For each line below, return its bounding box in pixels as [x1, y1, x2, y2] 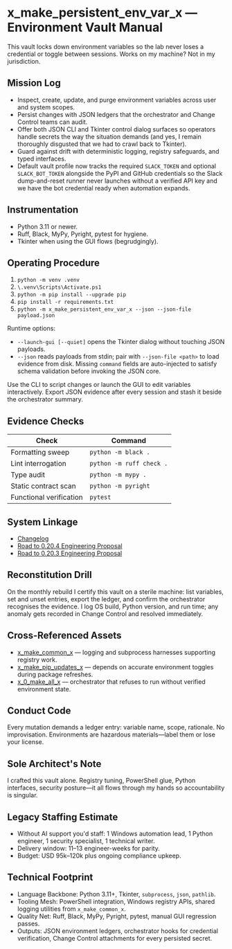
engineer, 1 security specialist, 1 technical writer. [17, 837, 155, 845]
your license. [7, 738, 44, 746]
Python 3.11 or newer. [17, 222, 78, 231]
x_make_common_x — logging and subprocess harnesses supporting [17, 648, 216, 656]
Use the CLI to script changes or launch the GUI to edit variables [7, 381, 191, 389]
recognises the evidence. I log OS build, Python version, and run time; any [7, 602, 219, 611]
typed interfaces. [17, 154, 66, 163]
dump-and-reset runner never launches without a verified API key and [17, 177, 218, 185]
